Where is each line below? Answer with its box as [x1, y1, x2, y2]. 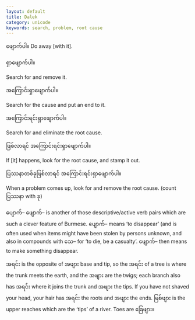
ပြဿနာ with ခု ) [6, 193, 42, 200]
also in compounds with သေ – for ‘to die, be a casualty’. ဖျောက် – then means [6, 238, 187, 245]
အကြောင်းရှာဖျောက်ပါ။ [6, 87, 58, 94]
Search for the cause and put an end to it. [6, 102, 106, 109]
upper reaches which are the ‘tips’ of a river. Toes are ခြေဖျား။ [6, 306, 155, 313]
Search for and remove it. [6, 74, 67, 81]
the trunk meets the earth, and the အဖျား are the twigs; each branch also [6, 272, 180, 279]
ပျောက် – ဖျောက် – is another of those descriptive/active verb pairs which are [6, 209, 186, 216]
